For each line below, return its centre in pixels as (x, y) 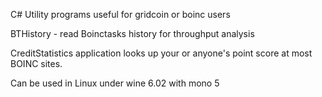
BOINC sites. (36, 63)
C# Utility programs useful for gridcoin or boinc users (120, 14)
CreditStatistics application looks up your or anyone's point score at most (161, 53)
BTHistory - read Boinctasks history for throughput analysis (132, 33)
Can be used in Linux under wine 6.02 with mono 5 (115, 83)
